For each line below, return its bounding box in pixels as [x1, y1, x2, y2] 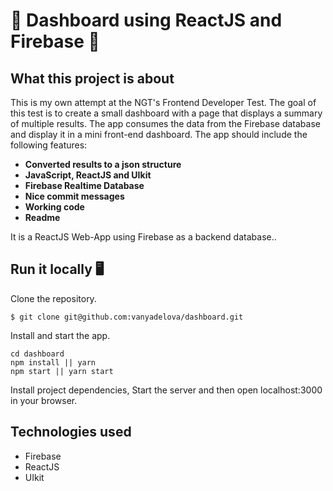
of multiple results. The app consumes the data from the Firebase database [10, 118, 321, 129]
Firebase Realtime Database [24, 180, 145, 191]
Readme [24, 212, 61, 223]
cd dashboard [10, 349, 65, 359]
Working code [24, 201, 85, 213]
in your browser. [10, 394, 78, 406]
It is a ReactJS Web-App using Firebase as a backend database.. [10, 231, 277, 243]
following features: [10, 139, 88, 151]
